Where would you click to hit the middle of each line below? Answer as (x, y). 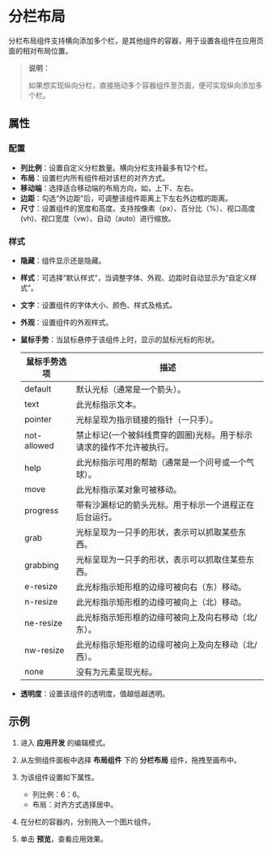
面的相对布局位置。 (40, 50)
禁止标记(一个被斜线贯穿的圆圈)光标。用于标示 (164, 434)
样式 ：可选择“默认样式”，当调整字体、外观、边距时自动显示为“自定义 (135, 277)
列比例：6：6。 (58, 794)
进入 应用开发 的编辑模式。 (65, 742)
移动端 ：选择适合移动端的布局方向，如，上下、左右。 (109, 188)
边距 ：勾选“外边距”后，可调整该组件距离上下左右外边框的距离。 (126, 198)
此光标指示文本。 (108, 404)
